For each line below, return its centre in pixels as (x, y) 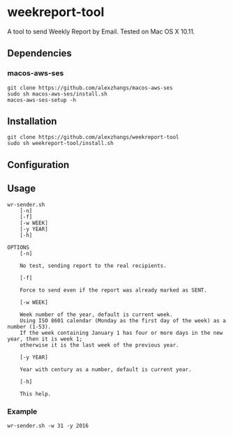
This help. (36, 394)
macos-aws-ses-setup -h (42, 100)
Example (22, 411)
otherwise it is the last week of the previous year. (99, 345)
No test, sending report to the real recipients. (93, 266)
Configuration (38, 165)
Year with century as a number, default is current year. (106, 369)
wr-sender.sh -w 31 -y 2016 (48, 426)
